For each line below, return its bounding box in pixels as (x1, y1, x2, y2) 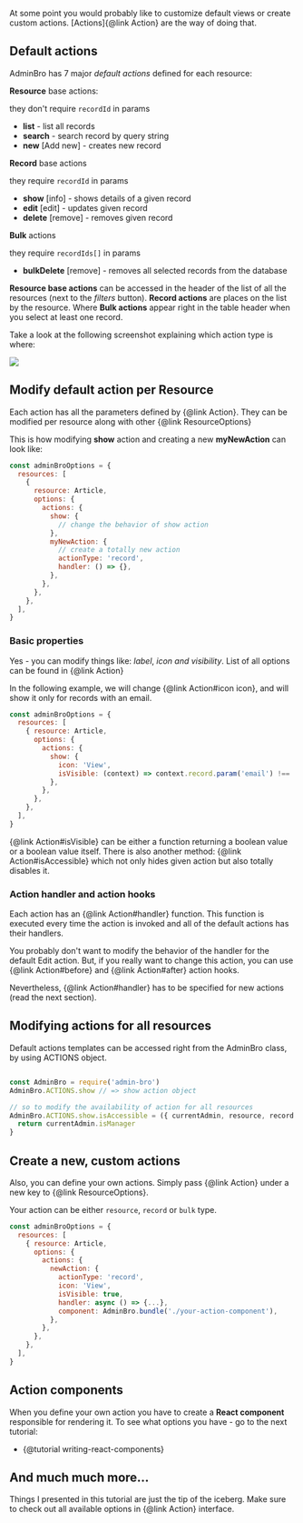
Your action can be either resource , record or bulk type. (9, 1204, 218, 1215)
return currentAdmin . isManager (17, 1119, 136, 1128)
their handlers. (9, 927, 64, 939)
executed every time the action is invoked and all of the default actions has (9, 918, 289, 929)
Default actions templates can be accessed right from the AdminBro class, (9, 1042, 288, 1053)
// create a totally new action (57, 546, 181, 555)
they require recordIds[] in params (9, 247, 141, 258)
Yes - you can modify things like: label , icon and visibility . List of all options (9, 655, 290, 666)
